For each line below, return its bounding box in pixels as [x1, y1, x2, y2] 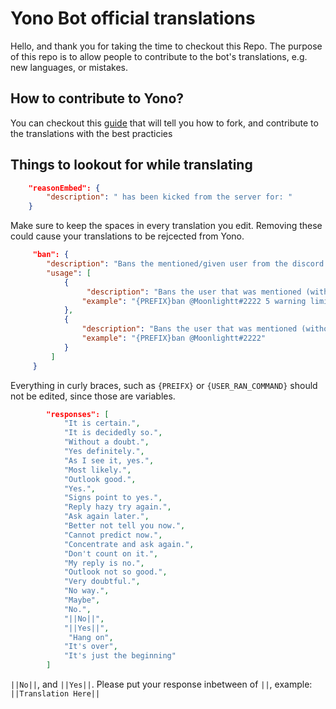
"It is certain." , [63, 418, 141, 429]
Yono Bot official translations [10, 7, 256, 30]
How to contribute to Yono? [10, 90, 185, 107]
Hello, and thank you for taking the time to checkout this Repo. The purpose [10, 40, 323, 52]
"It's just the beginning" [63, 651, 177, 661]
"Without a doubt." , [63, 437, 150, 447]
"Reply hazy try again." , [63, 502, 172, 512]
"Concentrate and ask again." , [63, 539, 195, 549]
